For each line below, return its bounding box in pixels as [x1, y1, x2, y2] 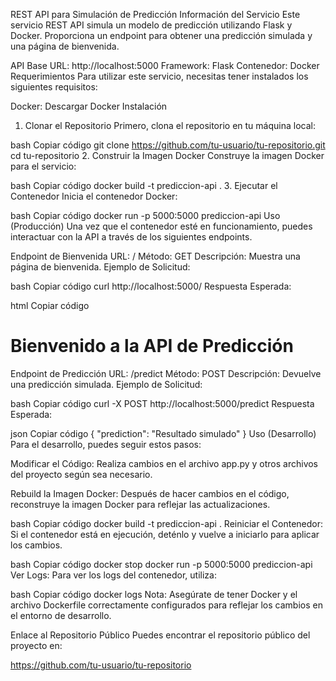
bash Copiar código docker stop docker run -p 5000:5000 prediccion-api [10, 558, 313, 570]
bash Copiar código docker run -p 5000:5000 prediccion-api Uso [10, 210, 281, 221]
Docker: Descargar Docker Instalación [10, 100, 168, 112]
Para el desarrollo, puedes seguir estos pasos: [10, 438, 202, 450]
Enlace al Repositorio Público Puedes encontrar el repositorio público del [10, 629, 311, 641]
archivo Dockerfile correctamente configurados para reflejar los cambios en [10, 599, 323, 611]
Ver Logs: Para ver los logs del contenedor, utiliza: [10, 569, 217, 581]
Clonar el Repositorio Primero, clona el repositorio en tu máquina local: [24, 120, 316, 131]
